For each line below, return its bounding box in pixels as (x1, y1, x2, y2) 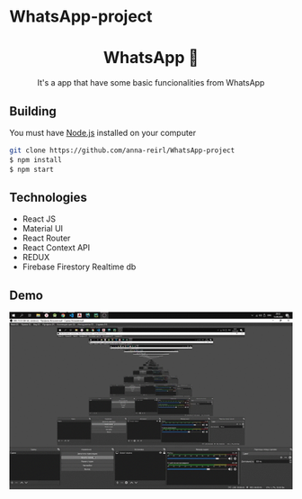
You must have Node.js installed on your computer (9, 127, 197, 138)
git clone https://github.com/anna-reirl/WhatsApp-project (9, 146, 235, 155)
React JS (22, 213, 57, 224)
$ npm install (9, 155, 63, 164)
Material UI (22, 223, 64, 234)
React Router (22, 232, 71, 244)
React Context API (22, 242, 91, 253)
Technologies (9, 189, 88, 204)
